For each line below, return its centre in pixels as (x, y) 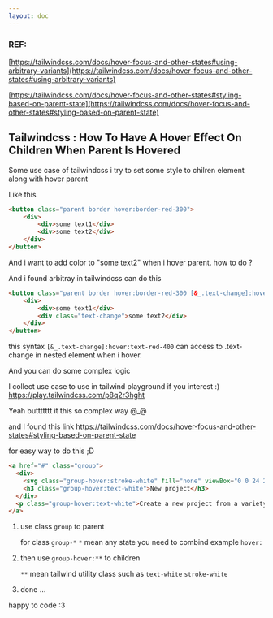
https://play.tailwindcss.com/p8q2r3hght (76, 395)
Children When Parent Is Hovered (95, 151)
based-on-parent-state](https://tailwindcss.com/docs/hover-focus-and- (129, 103)
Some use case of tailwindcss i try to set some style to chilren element (127, 170)
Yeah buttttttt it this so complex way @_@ (78, 411)
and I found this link (41, 426)
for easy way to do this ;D (52, 451)
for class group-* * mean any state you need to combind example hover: (141, 542)
